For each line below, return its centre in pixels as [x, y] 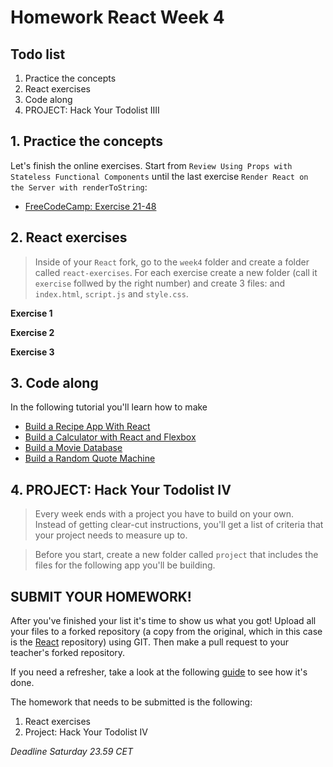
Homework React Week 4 [117, 17]
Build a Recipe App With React [87, 427]
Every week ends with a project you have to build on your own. [164, 514]
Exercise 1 [31, 313]
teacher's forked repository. [68, 653]
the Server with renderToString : [79, 187]
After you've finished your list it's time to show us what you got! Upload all [163, 621]
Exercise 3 [32, 352]
